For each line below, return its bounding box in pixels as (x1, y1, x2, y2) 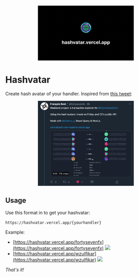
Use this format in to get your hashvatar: (5, 210, 90, 216)
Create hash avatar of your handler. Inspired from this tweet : (5, 91, 133, 97)
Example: (5, 229, 25, 235)
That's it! (5, 267, 25, 273)
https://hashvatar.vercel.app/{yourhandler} (5, 220, 102, 226)
